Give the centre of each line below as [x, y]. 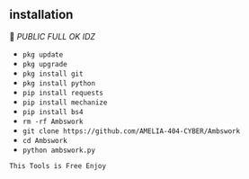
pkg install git [53, 74]
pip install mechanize [65, 103]
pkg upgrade [44, 64]
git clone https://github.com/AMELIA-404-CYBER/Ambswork [131, 131]
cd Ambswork [44, 140]
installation [41, 15]
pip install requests [62, 93]
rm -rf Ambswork [53, 121]
